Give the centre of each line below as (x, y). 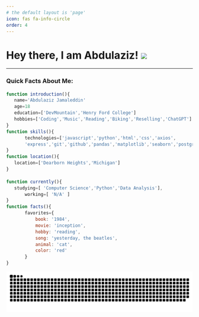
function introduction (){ (38, 94)
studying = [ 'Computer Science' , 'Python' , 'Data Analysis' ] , (88, 188)
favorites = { (39, 213)
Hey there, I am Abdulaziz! (73, 55)
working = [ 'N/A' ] (47, 194)
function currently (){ (34, 182)
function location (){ (33, 157)
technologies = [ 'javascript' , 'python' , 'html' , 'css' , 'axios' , (100, 138)
